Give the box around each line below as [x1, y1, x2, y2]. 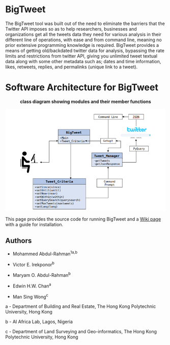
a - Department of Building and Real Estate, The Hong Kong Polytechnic [5, 303, 156, 309]
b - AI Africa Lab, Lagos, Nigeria [5, 319, 73, 325]
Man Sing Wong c [12, 293, 48, 300]
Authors [5, 236, 32, 245]
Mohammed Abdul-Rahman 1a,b [12, 250, 78, 257]
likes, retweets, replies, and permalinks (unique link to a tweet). [5, 64, 138, 70]
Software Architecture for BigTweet [5, 82, 159, 93]
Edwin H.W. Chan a [12, 282, 51, 289]
